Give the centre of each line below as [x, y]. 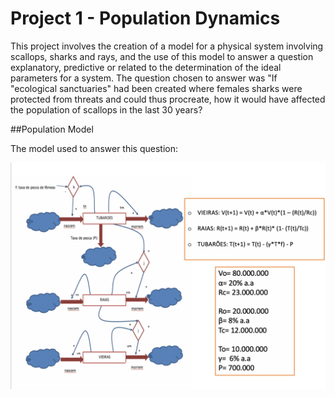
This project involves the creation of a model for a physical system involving [167, 46]
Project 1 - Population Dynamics [145, 18]
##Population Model [52, 129]
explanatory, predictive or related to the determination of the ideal [146, 67]
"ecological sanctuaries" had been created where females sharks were [156, 88]
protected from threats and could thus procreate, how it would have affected [168, 99]
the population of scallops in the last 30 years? [106, 109]
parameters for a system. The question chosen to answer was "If [144, 78]
